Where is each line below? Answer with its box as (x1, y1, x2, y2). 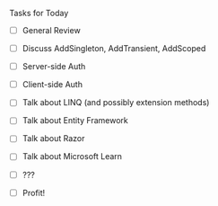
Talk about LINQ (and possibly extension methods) (22, 97, 210, 108)
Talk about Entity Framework (22, 115, 128, 126)
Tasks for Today (9, 8, 69, 18)
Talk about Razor (22, 133, 85, 144)
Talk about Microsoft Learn (22, 151, 123, 162)
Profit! (22, 187, 46, 198)
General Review (22, 25, 81, 35)
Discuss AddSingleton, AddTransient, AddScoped (22, 43, 206, 54)
